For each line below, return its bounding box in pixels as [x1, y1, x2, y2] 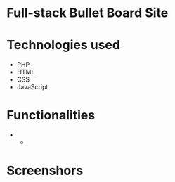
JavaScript [16, 83, 48, 91]
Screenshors [6, 163, 84, 178]
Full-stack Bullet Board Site [6, 5, 169, 21]
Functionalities [6, 108, 96, 124]
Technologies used [6, 37, 121, 53]
